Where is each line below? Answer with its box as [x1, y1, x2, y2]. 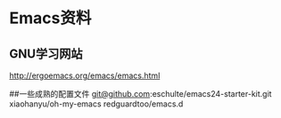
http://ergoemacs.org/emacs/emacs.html [9, 70, 161, 81]
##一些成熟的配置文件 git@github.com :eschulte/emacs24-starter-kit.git [9, 89, 272, 98]
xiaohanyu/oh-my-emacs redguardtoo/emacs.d [9, 98, 184, 109]
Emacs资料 [9, 8, 92, 28]
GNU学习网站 [9, 46, 83, 61]
